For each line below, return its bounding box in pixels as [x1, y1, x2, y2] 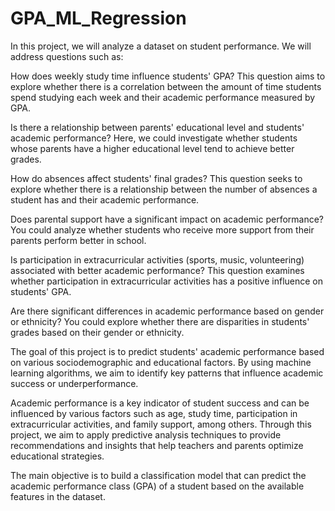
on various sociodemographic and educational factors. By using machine [10, 356, 312, 368]
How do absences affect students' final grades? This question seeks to [10, 172, 303, 184]
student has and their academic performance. [10, 193, 200, 206]
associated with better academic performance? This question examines [10, 264, 305, 276]
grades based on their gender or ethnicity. [10, 326, 185, 338]
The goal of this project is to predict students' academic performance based [10, 345, 325, 357]
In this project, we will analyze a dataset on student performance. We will [10, 40, 312, 52]
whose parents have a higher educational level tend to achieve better [10, 142, 295, 154]
